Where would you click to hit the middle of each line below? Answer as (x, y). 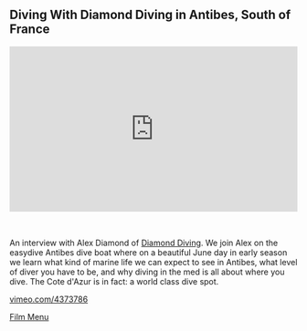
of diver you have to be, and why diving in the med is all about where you (147, 272)
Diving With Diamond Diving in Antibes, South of (150, 15)
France (30, 30)
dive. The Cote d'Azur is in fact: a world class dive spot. (114, 281)
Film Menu (29, 316)
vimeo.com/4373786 (49, 299)
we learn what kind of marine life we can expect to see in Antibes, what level (153, 262)
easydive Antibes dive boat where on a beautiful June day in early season (148, 252)
